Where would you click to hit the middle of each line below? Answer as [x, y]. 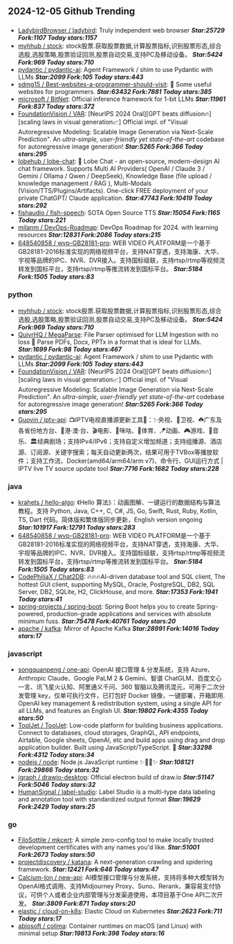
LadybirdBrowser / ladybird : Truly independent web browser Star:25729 [121, 30]
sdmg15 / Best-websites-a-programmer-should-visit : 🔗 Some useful [114, 84]
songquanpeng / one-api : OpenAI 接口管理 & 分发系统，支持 [103, 669]
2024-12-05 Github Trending [72, 11]
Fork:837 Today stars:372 [56, 107]
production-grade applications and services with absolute [129, 613]
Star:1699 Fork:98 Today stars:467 [70, 349]
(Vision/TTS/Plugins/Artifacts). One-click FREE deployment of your [113, 191]
